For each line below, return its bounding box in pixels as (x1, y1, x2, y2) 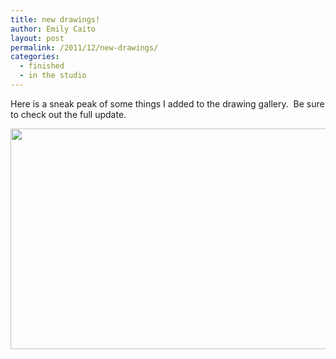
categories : (10, 52, 60, 62)
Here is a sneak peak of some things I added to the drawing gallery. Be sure (10, 97, 325, 110)
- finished (19, 61, 65, 71)
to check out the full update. (10, 108, 127, 120)
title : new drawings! (10, 14, 101, 25)
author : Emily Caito (10, 24, 97, 34)
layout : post (10, 33, 65, 43)
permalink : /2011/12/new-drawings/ (10, 42, 159, 53)
